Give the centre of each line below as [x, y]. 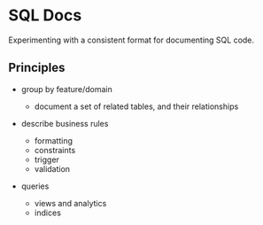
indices [47, 213]
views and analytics [70, 203]
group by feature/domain [66, 89]
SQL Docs [45, 16]
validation [52, 168]
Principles [37, 68]
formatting [53, 140]
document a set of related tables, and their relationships [136, 106]
